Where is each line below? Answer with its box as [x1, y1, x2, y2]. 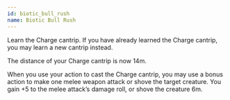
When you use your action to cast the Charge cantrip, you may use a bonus [7, 70, 224, 78]
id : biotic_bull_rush [7, 10, 70, 17]
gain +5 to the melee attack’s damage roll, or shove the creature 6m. [7, 85, 203, 93]
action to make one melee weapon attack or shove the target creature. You [7, 77, 221, 85]
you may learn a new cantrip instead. [7, 43, 113, 51]
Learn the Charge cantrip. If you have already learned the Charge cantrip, [7, 35, 217, 44]
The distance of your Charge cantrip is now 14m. [7, 56, 147, 65]
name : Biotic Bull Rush [7, 17, 76, 24]
